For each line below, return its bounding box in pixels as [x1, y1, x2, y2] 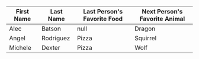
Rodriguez [41, 34, 70, 42]
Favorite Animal [139, 15, 185, 23]
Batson [41, 25, 61, 33]
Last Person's [83, 8, 123, 15]
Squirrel [134, 34, 157, 42]
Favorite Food [83, 15, 123, 23]
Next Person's [142, 8, 183, 15]
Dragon [134, 25, 156, 33]
